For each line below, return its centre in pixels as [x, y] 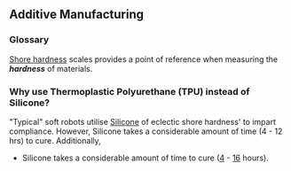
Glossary [29, 40]
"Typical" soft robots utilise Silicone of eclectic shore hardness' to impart [143, 121]
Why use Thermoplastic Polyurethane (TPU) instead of [130, 91]
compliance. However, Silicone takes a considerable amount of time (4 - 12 [146, 131]
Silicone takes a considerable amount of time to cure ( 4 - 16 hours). [145, 158]
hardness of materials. [51, 68]
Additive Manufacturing [77, 15]
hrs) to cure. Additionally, [55, 140]
